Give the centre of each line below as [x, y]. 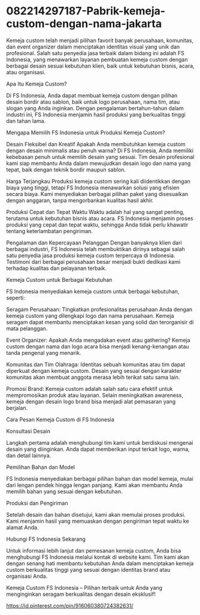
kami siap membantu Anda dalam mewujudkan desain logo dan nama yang [99, 163]
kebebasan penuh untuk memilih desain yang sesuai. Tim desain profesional [100, 156]
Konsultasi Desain [28, 431]
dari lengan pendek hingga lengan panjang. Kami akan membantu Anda [94, 485]
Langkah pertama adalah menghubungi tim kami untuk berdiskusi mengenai [100, 442]
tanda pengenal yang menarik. [44, 352]
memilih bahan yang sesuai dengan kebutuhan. [64, 491]
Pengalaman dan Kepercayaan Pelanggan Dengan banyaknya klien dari [94, 242]
